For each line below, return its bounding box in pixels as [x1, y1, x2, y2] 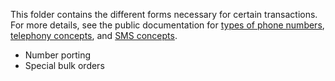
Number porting [24, 49, 92, 61]
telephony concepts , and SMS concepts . [10, 30, 178, 41]
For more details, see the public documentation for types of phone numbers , [10, 19, 325, 31]
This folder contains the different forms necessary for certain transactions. [10, 9, 318, 20]
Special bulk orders [24, 60, 105, 71]
